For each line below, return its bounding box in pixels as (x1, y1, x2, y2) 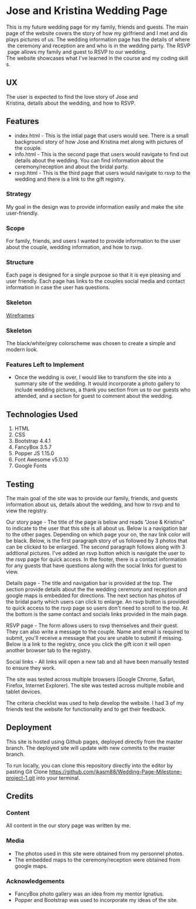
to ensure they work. (6, 664, 56, 671)
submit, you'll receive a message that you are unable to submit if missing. (6, 634, 183, 641)
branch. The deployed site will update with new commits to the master (6, 744, 176, 751)
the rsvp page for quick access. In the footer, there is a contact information (6, 556, 187, 563)
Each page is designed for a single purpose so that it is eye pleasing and (6, 271, 181, 278)
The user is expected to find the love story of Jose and (6, 93, 139, 100)
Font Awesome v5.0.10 (14, 456, 69, 463)
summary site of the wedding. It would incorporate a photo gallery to (14, 380, 180, 387)
